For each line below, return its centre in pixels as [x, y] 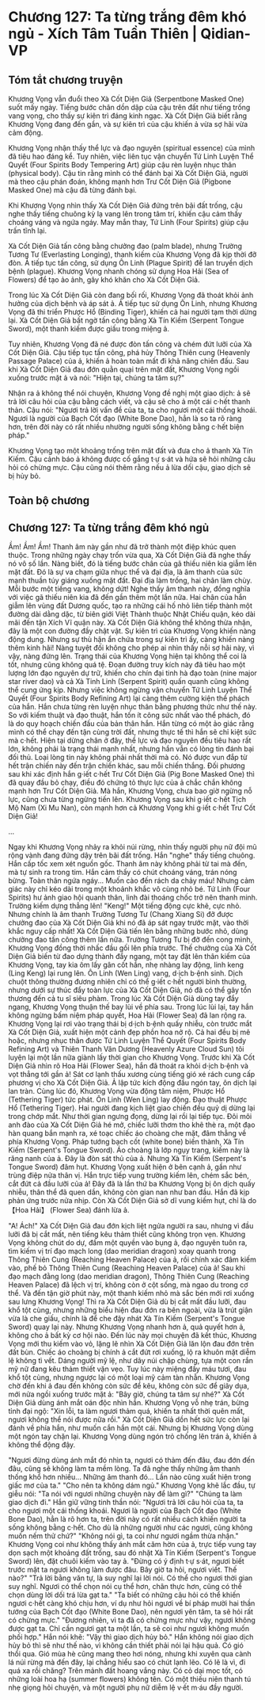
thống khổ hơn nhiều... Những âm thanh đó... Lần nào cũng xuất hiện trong [130, 1477]
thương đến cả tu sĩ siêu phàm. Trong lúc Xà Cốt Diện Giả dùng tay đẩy [123, 999]
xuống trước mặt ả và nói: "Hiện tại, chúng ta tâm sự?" [97, 378]
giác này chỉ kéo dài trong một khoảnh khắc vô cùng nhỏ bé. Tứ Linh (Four [129, 889]
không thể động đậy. [42, 1445]
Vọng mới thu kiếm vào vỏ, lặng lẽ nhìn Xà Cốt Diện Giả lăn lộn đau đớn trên [131, 1344]
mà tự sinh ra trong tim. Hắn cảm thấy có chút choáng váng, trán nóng [123, 873]
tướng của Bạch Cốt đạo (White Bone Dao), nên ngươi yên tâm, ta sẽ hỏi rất [131, 1612]
